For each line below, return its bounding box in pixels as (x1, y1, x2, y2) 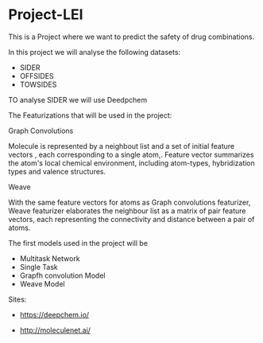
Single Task (19, 262, 58, 271)
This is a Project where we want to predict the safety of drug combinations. (8, 32, 255, 41)
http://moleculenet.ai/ (19, 325, 91, 335)
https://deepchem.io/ (19, 310, 90, 319)
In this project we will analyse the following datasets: (8, 47, 181, 57)
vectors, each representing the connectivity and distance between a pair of (8, 214, 255, 224)
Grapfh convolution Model (19, 271, 106, 280)
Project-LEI (8, 6, 83, 24)
